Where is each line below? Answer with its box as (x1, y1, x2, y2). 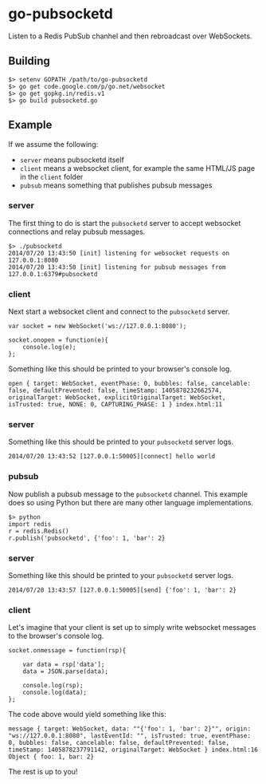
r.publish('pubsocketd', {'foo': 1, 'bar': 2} (8, 534, 166, 542)
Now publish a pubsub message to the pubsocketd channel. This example (8, 489, 248, 499)
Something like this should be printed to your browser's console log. (8, 364, 233, 374)
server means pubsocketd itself (19, 155, 125, 164)
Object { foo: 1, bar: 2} (8, 753, 94, 761)
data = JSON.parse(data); (22, 667, 109, 675)
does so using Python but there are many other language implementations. (8, 497, 253, 507)
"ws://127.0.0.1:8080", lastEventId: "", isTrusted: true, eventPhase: (8, 732, 251, 740)
